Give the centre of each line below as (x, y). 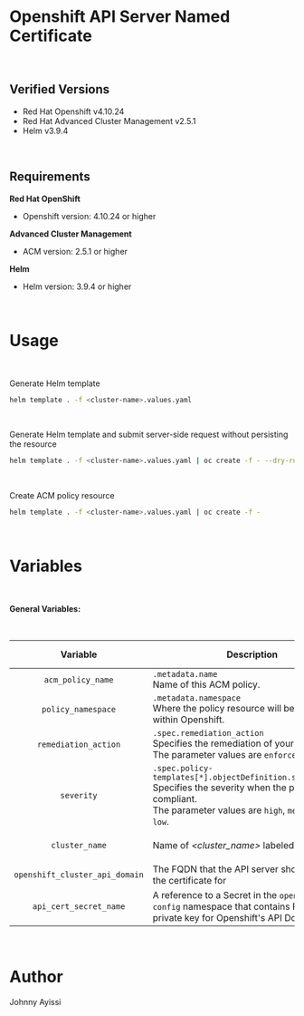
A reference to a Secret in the (215, 895)
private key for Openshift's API (217, 918)
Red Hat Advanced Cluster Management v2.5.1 (109, 121)
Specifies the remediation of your (223, 743)
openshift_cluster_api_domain (79, 875)
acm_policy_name (79, 680)
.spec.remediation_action (208, 733)
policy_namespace (79, 710)
